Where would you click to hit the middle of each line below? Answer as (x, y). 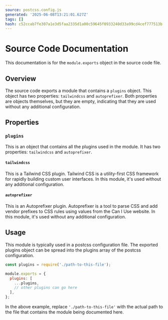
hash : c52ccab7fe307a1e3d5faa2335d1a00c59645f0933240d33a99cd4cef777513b (84, 24)
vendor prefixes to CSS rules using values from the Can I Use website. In (80, 211)
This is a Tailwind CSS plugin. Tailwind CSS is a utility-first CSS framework (82, 174)
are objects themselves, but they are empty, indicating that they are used (81, 101)
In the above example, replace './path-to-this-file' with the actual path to (84, 307)
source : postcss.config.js (33, 10)
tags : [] (14, 19)
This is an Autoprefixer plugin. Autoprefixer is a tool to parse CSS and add (81, 206)
